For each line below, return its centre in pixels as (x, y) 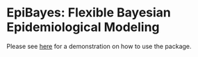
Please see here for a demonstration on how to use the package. (99, 46)
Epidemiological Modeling (83, 27)
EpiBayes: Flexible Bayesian (89, 13)
